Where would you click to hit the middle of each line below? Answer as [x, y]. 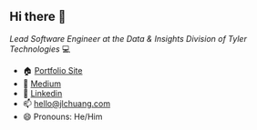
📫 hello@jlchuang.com [67, 103]
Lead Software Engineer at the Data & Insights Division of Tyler [128, 38]
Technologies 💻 [40, 49]
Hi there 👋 [38, 17]
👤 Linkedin [42, 93]
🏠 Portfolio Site [52, 70]
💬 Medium [42, 84]
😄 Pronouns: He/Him [62, 116]
